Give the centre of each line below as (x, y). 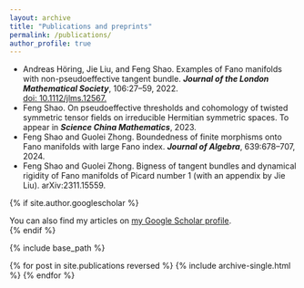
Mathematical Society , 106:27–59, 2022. (101, 88)
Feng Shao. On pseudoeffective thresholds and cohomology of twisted (155, 108)
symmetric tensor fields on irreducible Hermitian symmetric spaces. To (156, 118)
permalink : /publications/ (61, 35)
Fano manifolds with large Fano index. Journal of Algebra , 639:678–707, (159, 147)
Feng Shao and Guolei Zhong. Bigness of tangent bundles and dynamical (159, 166)
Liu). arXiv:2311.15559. (64, 185)
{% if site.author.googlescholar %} (74, 203)
